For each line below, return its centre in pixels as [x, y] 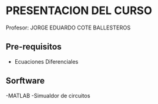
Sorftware [25, 81]
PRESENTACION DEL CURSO [79, 11]
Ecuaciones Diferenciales [46, 61]
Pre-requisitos [34, 47]
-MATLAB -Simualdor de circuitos [48, 95]
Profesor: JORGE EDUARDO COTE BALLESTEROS [68, 28]
